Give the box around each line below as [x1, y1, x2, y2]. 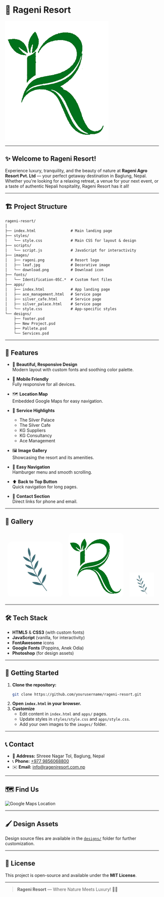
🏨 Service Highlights [12, 408, 55, 414]
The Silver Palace [19, 417, 55, 423]
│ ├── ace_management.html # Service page [5, 292, 102, 297]
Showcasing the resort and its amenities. [12, 455, 94, 460]
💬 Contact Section [12, 493, 50, 500]
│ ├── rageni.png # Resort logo [5, 257, 99, 263]
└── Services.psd [14, 331, 49, 336]
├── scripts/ [5, 243, 32, 248]
